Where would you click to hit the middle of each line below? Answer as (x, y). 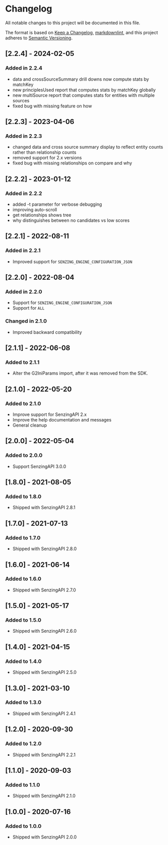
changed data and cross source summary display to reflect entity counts (88, 147)
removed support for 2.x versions (47, 158)
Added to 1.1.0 (23, 784)
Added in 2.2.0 (24, 292)
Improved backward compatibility (47, 332)
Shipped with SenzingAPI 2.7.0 (44, 590)
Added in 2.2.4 (24, 68)
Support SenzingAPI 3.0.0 (39, 466)
